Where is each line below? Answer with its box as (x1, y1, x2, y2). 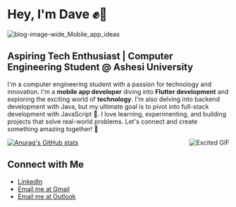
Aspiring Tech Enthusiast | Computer (7, 51, 174, 62)
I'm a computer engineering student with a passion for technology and (7, 80, 212, 88)
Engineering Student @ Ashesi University (7, 61, 194, 73)
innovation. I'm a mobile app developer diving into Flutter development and (7, 87, 229, 95)
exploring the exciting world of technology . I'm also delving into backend (7, 95, 221, 103)
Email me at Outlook (17, 192, 76, 201)
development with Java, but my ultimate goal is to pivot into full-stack (7, 102, 209, 111)
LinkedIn (17, 177, 43, 185)
